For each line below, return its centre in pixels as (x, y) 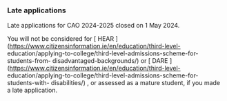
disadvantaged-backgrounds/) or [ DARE (110, 61)
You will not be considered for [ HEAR (61, 39)
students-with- (28, 83)
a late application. (32, 90)
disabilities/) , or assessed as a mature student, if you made (136, 83)
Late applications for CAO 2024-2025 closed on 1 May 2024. (93, 26)
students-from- (29, 61)
